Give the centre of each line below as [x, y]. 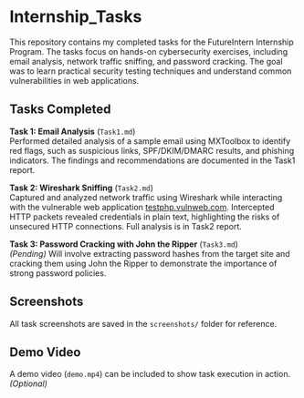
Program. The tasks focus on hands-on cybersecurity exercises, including [149, 51]
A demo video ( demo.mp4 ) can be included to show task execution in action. [150, 374]
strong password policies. [58, 273]
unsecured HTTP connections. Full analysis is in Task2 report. [126, 226]
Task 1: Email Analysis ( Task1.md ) [73, 131]
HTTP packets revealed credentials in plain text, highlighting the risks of [145, 217]
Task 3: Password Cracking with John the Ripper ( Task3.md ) [124, 244]
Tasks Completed [60, 110]
